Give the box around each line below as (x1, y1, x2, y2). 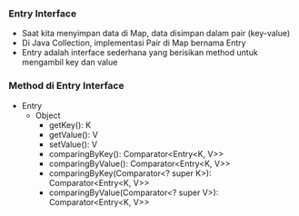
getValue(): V (48, 129, 99, 140)
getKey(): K (48, 119, 92, 130)
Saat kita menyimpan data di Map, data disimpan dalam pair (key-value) (21, 28, 291, 39)
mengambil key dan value (21, 57, 118, 68)
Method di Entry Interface (8, 80, 125, 93)
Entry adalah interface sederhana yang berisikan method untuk (21, 47, 258, 58)
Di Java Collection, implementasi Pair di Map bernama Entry (21, 37, 246, 48)
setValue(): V (48, 139, 97, 150)
